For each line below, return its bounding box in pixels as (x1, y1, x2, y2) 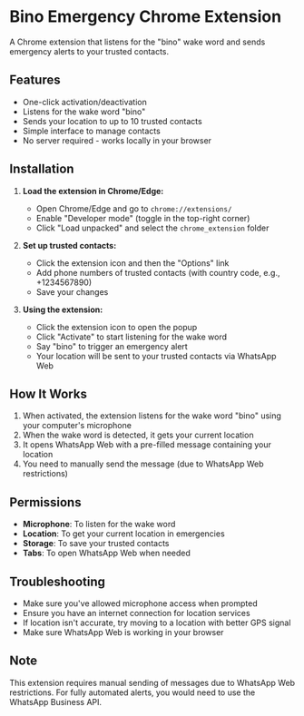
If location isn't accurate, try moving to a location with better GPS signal (22, 617, 291, 628)
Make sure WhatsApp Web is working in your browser (22, 627, 224, 637)
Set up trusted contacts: (22, 240, 117, 250)
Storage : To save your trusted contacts (22, 538, 170, 549)
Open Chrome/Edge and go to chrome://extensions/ (35, 202, 232, 214)
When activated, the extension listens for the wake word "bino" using (22, 410, 281, 421)
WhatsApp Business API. (9, 696, 103, 707)
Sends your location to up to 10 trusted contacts (22, 115, 202, 126)
